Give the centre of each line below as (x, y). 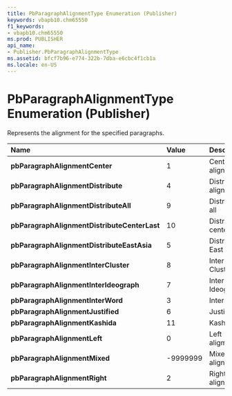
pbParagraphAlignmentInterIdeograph (75, 285)
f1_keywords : (26, 26)
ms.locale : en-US (32, 65)
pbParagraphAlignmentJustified (65, 311)
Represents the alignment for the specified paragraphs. (86, 132)
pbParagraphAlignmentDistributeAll (71, 206)
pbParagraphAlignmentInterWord (67, 300)
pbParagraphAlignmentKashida (64, 323)
